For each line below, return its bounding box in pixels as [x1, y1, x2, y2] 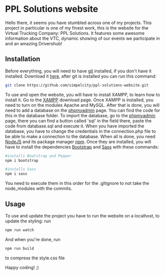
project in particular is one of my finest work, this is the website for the [5, 25, 149, 31]
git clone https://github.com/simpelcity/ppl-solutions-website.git [5, 83, 149, 88]
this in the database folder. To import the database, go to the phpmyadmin [5, 112, 156, 119]
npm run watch [5, 227, 34, 232]
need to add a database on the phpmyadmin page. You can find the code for [5, 107, 161, 113]
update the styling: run [5, 218, 51, 224]
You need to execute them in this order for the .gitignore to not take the [5, 181, 149, 186]
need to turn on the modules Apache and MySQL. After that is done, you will [5, 102, 160, 108]
